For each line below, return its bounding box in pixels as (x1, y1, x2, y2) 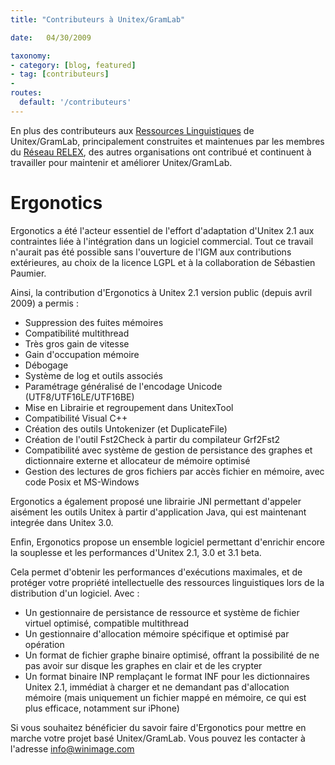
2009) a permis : (10, 297, 79, 309)
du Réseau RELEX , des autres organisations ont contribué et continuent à (10, 146, 312, 158)
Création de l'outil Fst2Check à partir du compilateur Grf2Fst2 (24, 433, 281, 445)
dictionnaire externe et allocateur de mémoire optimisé (24, 454, 251, 466)
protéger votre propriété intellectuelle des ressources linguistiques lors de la (10, 576, 325, 588)
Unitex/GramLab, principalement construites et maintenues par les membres (10, 135, 325, 147)
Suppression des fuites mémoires (24, 316, 164, 328)
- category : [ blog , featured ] (10, 60, 137, 70)
